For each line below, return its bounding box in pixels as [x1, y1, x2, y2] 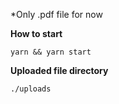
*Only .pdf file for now [10, 9, 103, 20]
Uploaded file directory [10, 65, 109, 76]
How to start [10, 28, 63, 39]
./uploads [10, 84, 52, 94]
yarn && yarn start [10, 47, 92, 57]
